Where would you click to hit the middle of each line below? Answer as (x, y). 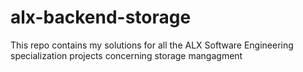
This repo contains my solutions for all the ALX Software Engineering (152, 45)
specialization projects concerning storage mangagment (126, 55)
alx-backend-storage (101, 17)
